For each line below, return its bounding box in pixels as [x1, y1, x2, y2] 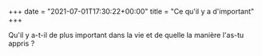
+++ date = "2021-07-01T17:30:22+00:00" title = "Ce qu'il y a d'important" [8, 7, 255, 16]
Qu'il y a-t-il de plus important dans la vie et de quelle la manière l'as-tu [8, 31, 244, 39]
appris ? [8, 39, 35, 48]
